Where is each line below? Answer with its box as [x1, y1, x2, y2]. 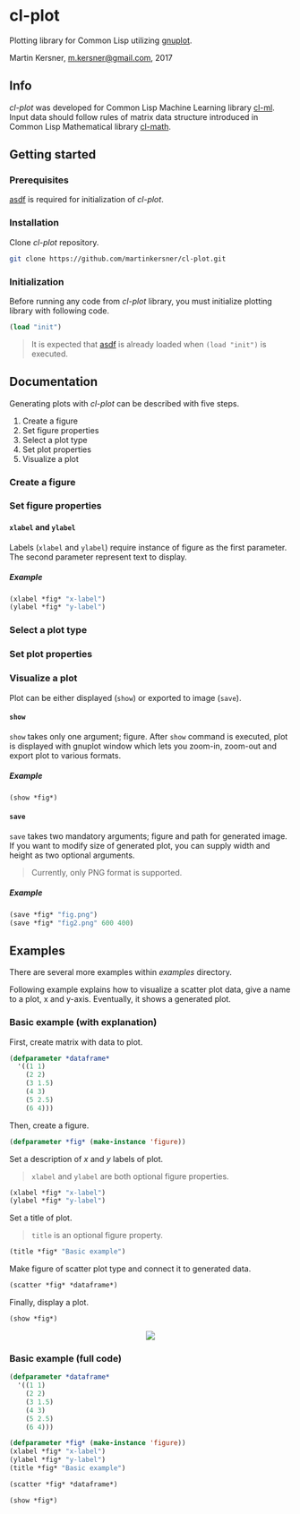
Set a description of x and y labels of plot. [9, 1153, 164, 1164]
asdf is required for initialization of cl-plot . [9, 194, 164, 205]
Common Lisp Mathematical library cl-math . [9, 121, 172, 132]
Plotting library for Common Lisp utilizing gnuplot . [9, 35, 193, 46]
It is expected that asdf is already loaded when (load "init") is [30, 338, 267, 349]
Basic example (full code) [9, 1352, 123, 1364]
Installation [9, 217, 60, 229]
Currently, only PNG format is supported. [30, 867, 183, 877]
